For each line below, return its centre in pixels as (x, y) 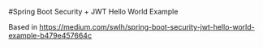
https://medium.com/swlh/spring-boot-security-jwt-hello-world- (147, 27)
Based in (23, 27)
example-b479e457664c (50, 36)
